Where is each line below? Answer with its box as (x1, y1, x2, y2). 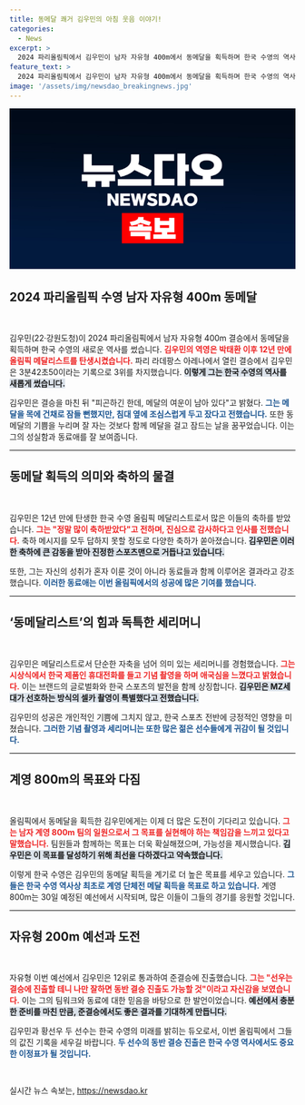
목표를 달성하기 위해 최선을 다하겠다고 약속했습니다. (42, 849, 223, 860)
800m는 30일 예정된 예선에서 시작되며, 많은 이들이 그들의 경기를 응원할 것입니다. (9, 891, 295, 903)
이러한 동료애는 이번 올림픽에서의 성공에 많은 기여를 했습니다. (43, 577, 257, 587)
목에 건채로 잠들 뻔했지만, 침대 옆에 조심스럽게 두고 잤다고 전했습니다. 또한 (25, 409, 284, 419)
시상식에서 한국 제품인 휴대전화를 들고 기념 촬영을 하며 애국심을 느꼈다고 (9, 669, 261, 680)
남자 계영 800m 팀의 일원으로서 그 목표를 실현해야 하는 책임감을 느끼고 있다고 (18, 826, 290, 837)
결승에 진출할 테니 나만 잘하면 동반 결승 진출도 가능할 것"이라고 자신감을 (9, 983, 261, 994)
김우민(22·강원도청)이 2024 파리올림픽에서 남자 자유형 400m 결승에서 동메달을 (9, 332, 290, 344)
